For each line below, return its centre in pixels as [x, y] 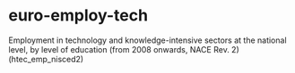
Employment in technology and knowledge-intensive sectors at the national [148, 40]
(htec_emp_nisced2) [46, 59]
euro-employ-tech [78, 16]
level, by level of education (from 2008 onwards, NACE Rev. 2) [124, 49]
